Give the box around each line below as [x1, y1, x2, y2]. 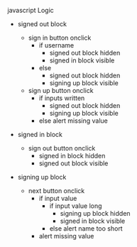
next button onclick [28, 187, 85, 194]
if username [38, 41, 75, 49]
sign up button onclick [28, 87, 94, 94]
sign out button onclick [28, 144, 96, 152]
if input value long [49, 202, 102, 210]
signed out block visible [38, 159, 109, 168]
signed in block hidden [38, 152, 106, 160]
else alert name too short [49, 224, 123, 233]
